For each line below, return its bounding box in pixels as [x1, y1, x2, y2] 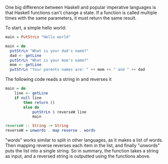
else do [23, 104, 39, 110]
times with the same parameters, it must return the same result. [5, 15, 137, 21]
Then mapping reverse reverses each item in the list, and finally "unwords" [5, 142, 160, 148]
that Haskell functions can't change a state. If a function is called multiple [5, 10, 157, 16]
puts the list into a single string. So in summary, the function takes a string [5, 148, 158, 153]
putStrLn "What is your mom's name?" [10, 58, 89, 63]
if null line [14, 95, 42, 100]
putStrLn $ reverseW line [32, 110, 87, 115]
